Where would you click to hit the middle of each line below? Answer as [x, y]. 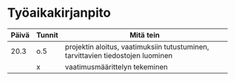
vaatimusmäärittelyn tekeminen [116, 66]
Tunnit [47, 35]
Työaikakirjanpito [59, 13]
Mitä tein [144, 35]
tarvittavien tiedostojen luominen [119, 55]
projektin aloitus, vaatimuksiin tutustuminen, [137, 47]
